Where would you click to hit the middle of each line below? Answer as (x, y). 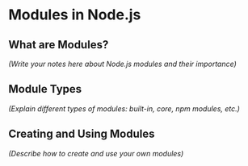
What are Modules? (59, 45)
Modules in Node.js (75, 15)
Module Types (45, 89)
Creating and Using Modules (82, 134)
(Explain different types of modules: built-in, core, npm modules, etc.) (124, 108)
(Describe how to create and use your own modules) (96, 153)
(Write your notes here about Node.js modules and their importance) (122, 64)
